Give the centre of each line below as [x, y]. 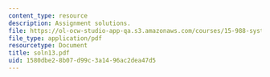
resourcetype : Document [48, 46]
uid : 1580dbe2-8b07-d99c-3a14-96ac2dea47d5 [82, 61]
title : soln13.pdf [39, 53]
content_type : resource [48, 16]
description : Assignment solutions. [70, 23]
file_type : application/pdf [55, 38]
